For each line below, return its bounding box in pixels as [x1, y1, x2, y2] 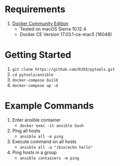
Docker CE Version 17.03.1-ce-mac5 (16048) [19, 31, 112, 37]
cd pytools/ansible [12, 72, 54, 77]
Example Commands [5, 100, 94, 112]
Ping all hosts [12, 127, 41, 133]
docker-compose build [12, 77, 58, 82]
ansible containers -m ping [19, 155, 79, 161]
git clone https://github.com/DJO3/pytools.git [12, 67, 115, 72]
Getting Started [5, 49, 72, 61]
